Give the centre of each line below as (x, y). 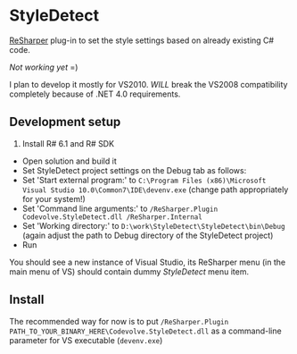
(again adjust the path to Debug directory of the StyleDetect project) (148, 235)
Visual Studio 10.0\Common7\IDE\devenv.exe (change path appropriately (155, 190)
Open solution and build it (70, 161)
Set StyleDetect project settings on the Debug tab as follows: (134, 170)
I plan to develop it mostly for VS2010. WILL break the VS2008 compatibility (148, 84)
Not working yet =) (44, 67)
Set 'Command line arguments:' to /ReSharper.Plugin (120, 208)
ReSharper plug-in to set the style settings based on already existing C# (142, 40)
